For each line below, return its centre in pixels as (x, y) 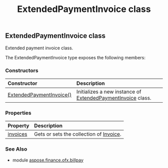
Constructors (22, 70)
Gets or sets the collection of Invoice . (78, 134)
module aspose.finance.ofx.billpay (48, 160)
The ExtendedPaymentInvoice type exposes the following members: (75, 57)
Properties (18, 113)
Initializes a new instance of (109, 92)
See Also (16, 149)
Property (18, 126)
